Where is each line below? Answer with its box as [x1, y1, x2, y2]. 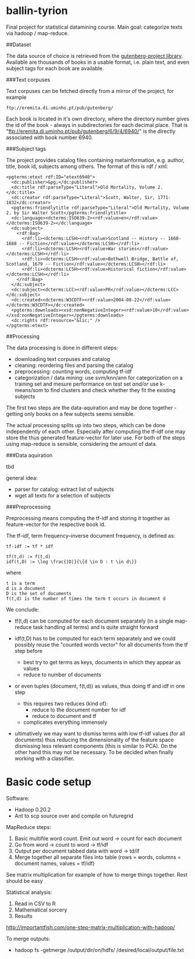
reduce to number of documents [23, 671, 102, 678]
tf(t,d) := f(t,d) [6, 554, 51, 559]
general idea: [6, 474, 38, 481]
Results [14, 912, 33, 919]
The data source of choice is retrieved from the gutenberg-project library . [6, 52, 183, 59]
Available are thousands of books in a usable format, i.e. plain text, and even [6, 59, 190, 66]
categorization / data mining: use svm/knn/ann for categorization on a [14, 374, 183, 381]
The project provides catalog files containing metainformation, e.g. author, [6, 156, 185, 163]
